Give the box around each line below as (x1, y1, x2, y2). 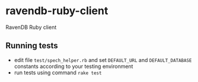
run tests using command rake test (14, 69, 102, 76)
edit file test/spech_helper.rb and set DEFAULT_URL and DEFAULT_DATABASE (14, 56, 192, 63)
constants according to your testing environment (14, 63, 133, 70)
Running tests (5, 41, 59, 51)
